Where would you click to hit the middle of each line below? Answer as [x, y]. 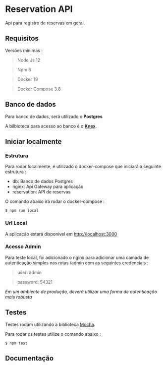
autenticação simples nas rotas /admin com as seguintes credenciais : [77, 263]
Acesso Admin [23, 246]
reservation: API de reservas [41, 192]
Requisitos [22, 38]
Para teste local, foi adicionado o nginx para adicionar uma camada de [77, 257]
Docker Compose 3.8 [39, 89]
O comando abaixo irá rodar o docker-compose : [55, 201]
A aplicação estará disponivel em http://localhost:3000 [61, 234]
